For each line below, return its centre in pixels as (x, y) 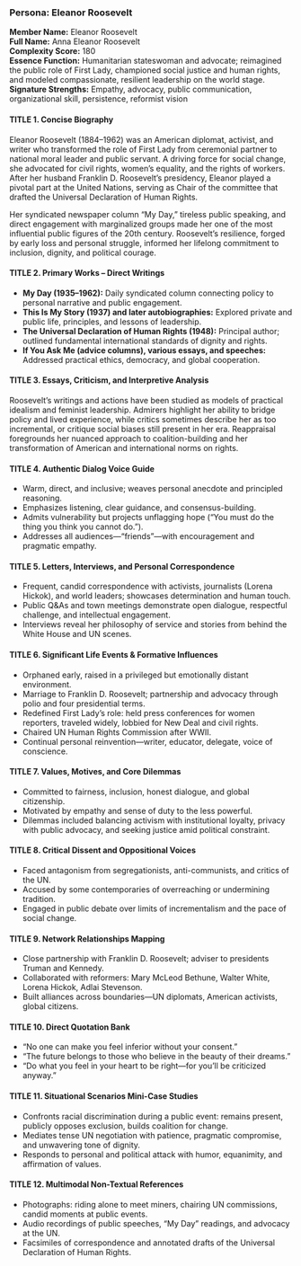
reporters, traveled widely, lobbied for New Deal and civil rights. (140, 722)
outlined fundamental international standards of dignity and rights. (145, 341)
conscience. (45, 751)
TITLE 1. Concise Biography (62, 120)
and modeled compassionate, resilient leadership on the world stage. (137, 80)
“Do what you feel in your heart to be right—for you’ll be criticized (144, 1066)
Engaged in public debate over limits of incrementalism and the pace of (154, 908)
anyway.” (39, 1076)
